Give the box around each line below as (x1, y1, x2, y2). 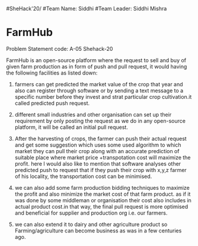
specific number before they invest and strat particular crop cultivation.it (14, 93, 192, 100)
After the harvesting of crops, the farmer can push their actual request (14, 135, 187, 142)
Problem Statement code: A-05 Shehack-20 (6, 45, 113, 52)
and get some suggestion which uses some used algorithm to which (14, 141, 182, 148)
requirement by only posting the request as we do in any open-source (14, 117, 186, 124)
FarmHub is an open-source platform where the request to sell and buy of (6, 56, 187, 64)
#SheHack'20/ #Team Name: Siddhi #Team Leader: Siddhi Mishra (6, 5, 167, 12)
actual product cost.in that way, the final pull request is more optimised (14, 203, 189, 210)
